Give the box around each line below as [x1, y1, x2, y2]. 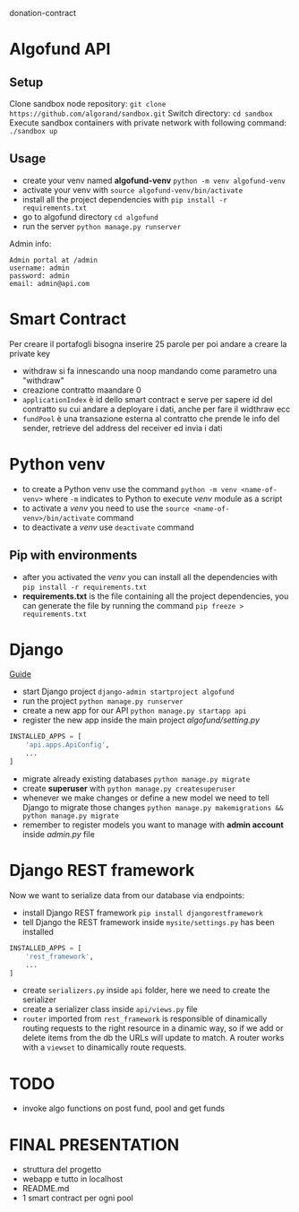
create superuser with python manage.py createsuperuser [21, 783, 236, 793]
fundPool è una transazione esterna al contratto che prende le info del [21, 412, 280, 424]
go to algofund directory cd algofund [21, 211, 159, 222]
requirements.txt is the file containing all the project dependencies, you [21, 591, 289, 602]
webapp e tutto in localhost [21, 1173, 124, 1184]
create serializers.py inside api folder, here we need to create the [21, 985, 270, 996]
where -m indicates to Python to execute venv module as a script [44, 493, 283, 504]
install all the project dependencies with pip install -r [21, 194, 228, 204]
